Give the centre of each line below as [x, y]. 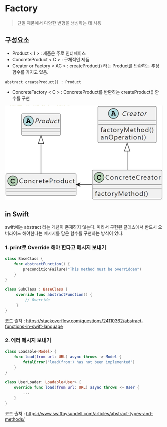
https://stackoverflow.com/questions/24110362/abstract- [85, 321]
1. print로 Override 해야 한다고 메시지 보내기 [56, 247]
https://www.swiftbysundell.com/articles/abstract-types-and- [89, 413]
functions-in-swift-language [34, 326]
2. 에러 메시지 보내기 [28, 340]
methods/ [15, 419]
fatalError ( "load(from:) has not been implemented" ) [79, 362]
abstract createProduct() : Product [43, 82]
